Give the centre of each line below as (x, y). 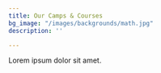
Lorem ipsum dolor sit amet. (55, 60)
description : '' (36, 30)
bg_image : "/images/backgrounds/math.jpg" (81, 23)
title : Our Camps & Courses (56, 16)
